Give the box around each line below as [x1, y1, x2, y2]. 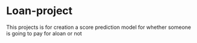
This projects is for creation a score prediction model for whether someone [6, 24, 192, 31]
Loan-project [6, 4, 73, 18]
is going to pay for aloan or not [6, 29, 82, 37]
